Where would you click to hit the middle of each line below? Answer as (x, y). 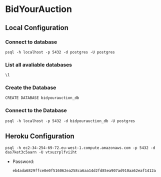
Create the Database (31, 87)
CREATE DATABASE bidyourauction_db (42, 98)
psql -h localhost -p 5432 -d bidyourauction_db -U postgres (70, 121)
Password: (23, 161)
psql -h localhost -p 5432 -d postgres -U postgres (60, 52)
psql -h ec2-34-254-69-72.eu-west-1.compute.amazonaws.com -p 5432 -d (80, 148)
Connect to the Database (36, 110)
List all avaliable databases (39, 64)
